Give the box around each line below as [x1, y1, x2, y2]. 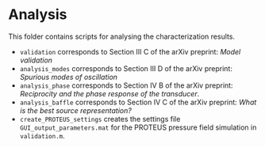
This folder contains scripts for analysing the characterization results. [8, 32, 236, 41]
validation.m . [19, 130, 65, 140]
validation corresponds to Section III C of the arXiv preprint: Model [19, 47, 241, 56]
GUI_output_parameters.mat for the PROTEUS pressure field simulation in [19, 122, 257, 132]
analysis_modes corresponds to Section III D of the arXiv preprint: [19, 63, 232, 73]
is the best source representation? [19, 105, 132, 115]
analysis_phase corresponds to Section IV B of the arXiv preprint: [19, 81, 233, 90]
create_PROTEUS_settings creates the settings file [19, 114, 181, 123]
